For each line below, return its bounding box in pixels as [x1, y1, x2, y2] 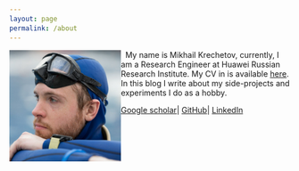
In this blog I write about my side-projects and [120, 77, 290, 88]
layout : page [9, 14, 58, 23]
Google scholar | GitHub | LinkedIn [120, 104, 244, 115]
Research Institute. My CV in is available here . [120, 68, 289, 79]
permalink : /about [9, 23, 78, 33]
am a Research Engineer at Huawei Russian [120, 59, 281, 69]
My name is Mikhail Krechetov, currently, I [124, 49, 279, 60]
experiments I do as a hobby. [120, 87, 228, 98]
